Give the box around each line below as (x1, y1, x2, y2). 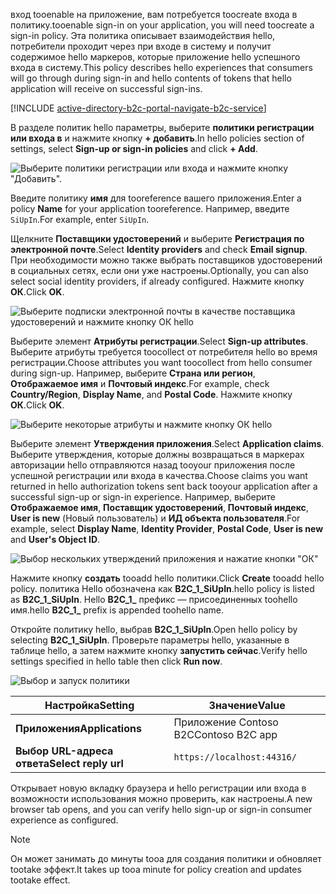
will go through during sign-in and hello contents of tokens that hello (10, 72, 292, 84)
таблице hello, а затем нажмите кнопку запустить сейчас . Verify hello (10, 645, 308, 656)
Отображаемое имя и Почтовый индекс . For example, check (10, 378, 270, 389)
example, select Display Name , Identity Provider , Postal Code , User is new (10, 523, 324, 534)
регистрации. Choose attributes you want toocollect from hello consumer (10, 357, 313, 368)
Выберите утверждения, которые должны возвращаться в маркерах (10, 449, 305, 460)
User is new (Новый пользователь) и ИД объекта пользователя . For (10, 512, 301, 524)
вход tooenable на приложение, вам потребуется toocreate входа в (10, 9, 298, 20)
